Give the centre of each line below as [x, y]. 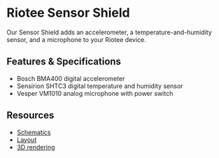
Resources [30, 116]
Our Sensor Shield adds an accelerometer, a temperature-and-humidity [109, 32]
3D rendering [36, 147]
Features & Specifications [64, 62]
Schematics [34, 132]
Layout [27, 139]
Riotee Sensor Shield [68, 13]
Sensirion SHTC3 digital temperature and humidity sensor [100, 86]
